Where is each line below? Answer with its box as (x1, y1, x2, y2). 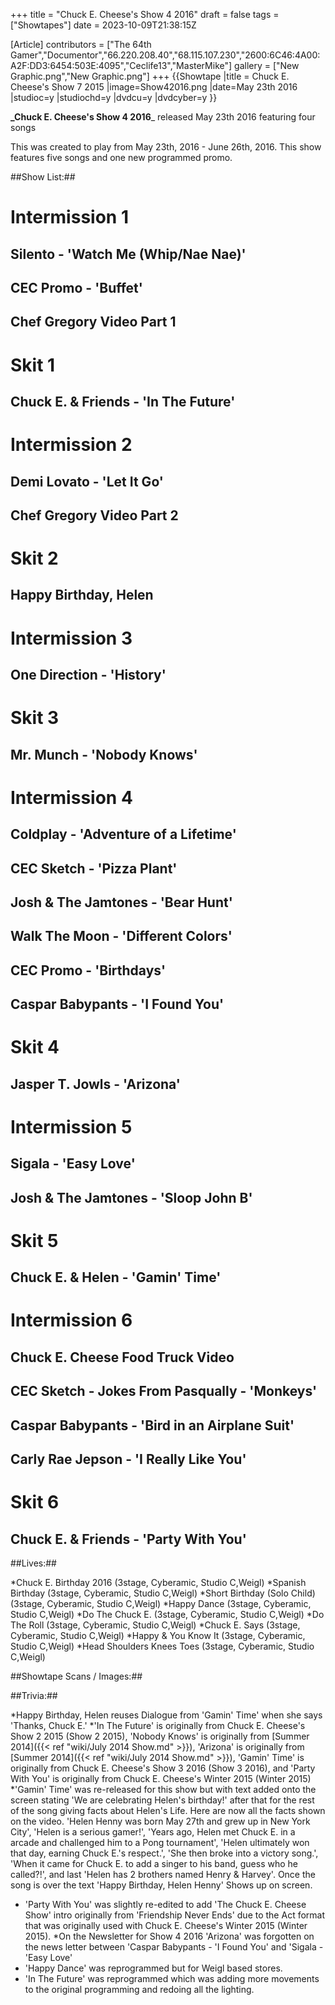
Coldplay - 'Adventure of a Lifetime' (10, 826, 237, 843)
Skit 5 (10, 1229, 59, 1252)
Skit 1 (10, 354, 56, 376)
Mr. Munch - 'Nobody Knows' (10, 746, 198, 763)
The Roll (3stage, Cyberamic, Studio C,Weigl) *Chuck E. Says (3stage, (10, 1619, 301, 1631)
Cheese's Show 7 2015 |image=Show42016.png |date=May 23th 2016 (10, 81, 298, 93)
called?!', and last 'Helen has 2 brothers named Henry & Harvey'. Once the (10, 1869, 316, 1881)
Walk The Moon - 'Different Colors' (10, 928, 233, 945)
